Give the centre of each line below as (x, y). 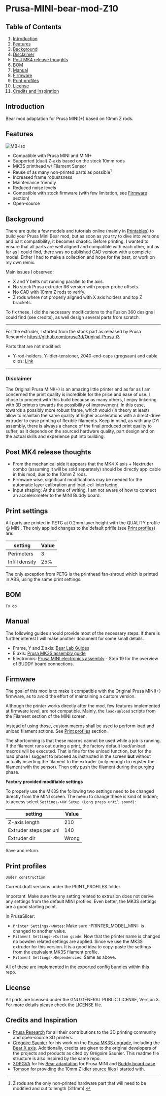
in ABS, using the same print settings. (44, 579)
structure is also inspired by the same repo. (57, 1058)
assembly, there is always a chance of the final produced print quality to (79, 426)
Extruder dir (22, 838)
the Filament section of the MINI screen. (46, 716)
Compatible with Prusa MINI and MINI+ (52, 156)
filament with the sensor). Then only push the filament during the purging (80, 767)
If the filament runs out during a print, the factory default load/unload (76, 746)
